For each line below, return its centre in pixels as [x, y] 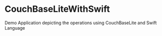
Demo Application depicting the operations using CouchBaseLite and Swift [81, 23]
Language [15, 28]
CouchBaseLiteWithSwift [57, 9]
